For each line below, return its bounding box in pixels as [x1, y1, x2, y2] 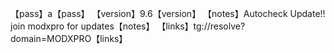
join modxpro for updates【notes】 [10, 20, 155, 32]
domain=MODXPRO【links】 [10, 33, 128, 44]
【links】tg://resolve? [156, 20, 246, 32]
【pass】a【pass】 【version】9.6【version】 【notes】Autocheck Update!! [10, 8, 326, 19]
